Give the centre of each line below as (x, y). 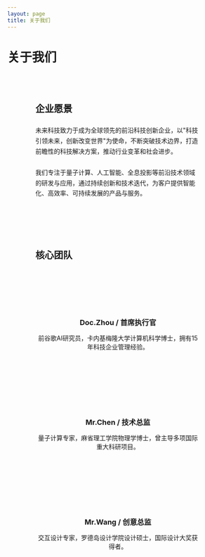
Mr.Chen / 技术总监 (118, 423)
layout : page (26, 14)
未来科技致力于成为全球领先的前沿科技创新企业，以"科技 (117, 130)
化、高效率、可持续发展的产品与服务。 (91, 193)
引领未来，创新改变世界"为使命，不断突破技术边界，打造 (117, 141)
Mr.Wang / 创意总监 (118, 522)
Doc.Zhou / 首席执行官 (118, 323)
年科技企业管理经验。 (118, 347)
